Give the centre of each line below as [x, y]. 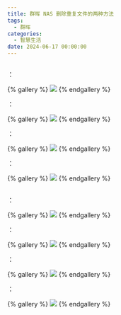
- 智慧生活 [28, 40]
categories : [25, 34]
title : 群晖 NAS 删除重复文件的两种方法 [61, 14]
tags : [15, 21]
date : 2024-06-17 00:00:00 [47, 47]
